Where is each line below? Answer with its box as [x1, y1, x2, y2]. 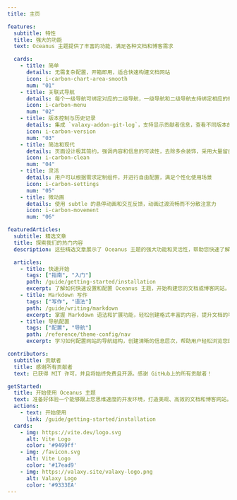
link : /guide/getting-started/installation [25, 415, 157, 423]
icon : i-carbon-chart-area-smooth [25, 75, 128, 82]
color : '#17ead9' [25, 462, 78, 469]
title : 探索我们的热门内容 [13, 239, 83, 246]
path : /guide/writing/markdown [25, 305, 119, 312]
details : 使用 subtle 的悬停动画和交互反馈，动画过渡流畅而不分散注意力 [25, 200, 217, 207]
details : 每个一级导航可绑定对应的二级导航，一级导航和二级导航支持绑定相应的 [25, 95, 228, 103]
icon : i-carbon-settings [25, 180, 99, 187]
